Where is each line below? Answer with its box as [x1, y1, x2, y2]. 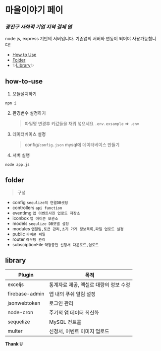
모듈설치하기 [12, 91, 37, 97]
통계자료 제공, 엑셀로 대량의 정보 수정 [49, 281, 130, 288]
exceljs [7, 281, 24, 288]
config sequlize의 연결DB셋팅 [12, 200, 68, 206]
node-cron [7, 309, 34, 316]
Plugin [18, 271, 34, 278]
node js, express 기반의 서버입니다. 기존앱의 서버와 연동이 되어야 [5, 36, 131, 42]
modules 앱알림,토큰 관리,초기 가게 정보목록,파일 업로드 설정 [12, 226, 124, 232]
